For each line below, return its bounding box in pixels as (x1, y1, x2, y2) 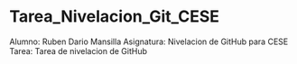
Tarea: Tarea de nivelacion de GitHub (9, 45, 147, 56)
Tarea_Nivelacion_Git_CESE (9, 6, 219, 27)
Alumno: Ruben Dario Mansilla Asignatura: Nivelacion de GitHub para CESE (9, 36, 289, 47)
